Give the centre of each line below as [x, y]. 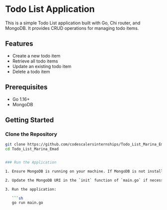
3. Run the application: [31, 189]
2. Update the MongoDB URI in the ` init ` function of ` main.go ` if [77, 180]
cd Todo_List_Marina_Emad [32, 149]
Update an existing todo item [42, 66]
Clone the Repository [31, 134]
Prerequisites [26, 87]
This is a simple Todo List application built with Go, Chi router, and [73, 23]
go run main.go [27, 203]
